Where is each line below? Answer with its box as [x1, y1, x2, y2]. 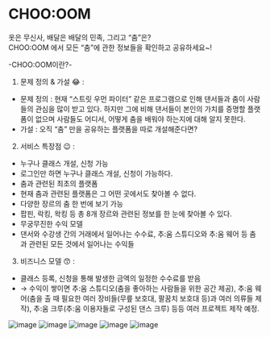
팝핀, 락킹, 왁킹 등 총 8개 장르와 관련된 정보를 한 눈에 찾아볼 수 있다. [19, 209, 232, 218]
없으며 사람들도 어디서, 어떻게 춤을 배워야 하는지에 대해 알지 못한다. [35, 114, 246, 123]
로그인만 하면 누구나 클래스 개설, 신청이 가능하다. [19, 168, 173, 178]
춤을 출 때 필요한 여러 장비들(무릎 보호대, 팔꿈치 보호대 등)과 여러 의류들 [29, 293, 254, 303]
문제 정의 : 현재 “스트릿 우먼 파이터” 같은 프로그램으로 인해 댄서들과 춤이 [19, 94, 246, 103]
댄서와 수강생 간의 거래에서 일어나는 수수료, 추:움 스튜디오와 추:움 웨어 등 [19, 229, 248, 239]
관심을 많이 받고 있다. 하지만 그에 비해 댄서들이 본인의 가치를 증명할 [35, 104, 246, 114]
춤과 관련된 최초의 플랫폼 [19, 178, 98, 188]
